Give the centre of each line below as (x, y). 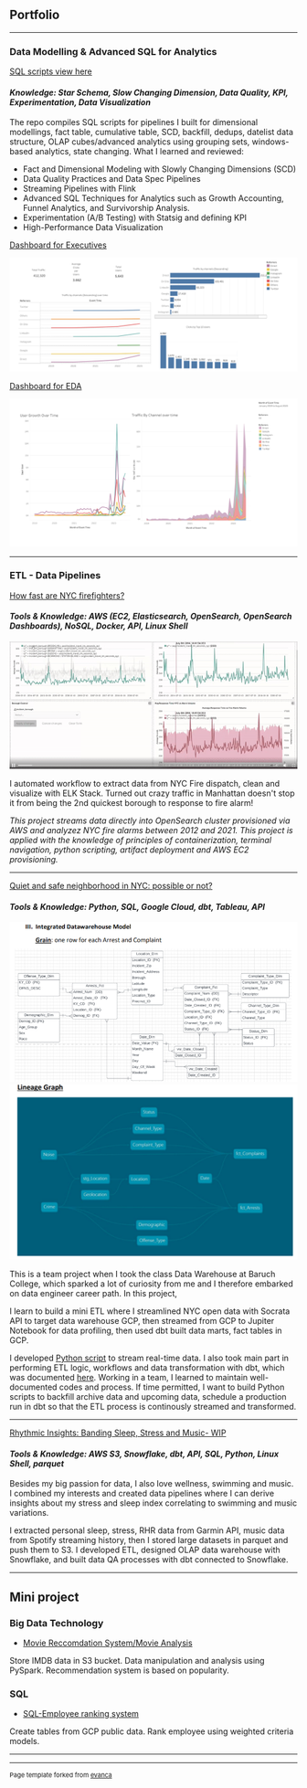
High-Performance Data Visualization (93, 227)
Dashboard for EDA (46, 386)
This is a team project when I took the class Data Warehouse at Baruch (143, 1274)
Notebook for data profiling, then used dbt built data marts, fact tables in (146, 1330)
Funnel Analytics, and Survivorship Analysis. (106, 208)
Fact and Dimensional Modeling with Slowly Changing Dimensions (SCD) (159, 169)
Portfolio (35, 15)
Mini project (44, 1597)
